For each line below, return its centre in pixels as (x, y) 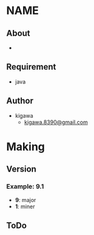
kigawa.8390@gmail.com (56, 122)
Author (20, 101)
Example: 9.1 (25, 187)
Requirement (31, 67)
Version (21, 169)
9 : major (25, 200)
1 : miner (25, 206)
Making (26, 146)
